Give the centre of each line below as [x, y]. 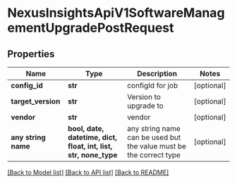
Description [157, 74]
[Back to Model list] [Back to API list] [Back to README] [88, 172]
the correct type [154, 155]
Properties [31, 54]
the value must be [157, 146]
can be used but [154, 137]
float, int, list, [90, 146]
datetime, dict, [93, 137]
